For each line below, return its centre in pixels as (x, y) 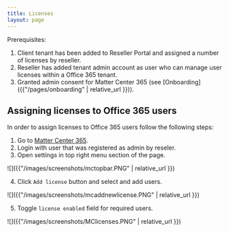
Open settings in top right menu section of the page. (91, 155)
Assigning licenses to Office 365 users (92, 111)
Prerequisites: (27, 39)
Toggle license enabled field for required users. (85, 208)
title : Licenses (30, 13)
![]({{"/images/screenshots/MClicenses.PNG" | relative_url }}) (94, 222)
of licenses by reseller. (49, 60)
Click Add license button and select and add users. (89, 182)
